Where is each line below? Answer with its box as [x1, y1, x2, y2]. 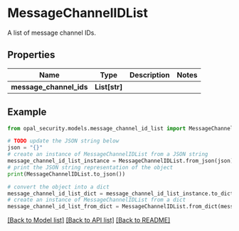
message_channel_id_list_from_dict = [7, 203, 119, 210]
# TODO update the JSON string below [7, 137, 119, 145]
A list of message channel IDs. [7, 28, 97, 37]
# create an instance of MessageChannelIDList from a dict [7, 196, 186, 203]
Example [7, 106, 47, 118]
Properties [7, 49, 55, 61]
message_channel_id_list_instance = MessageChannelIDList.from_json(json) [7, 157, 234, 164]
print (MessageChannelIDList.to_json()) [7, 170, 126, 178]
